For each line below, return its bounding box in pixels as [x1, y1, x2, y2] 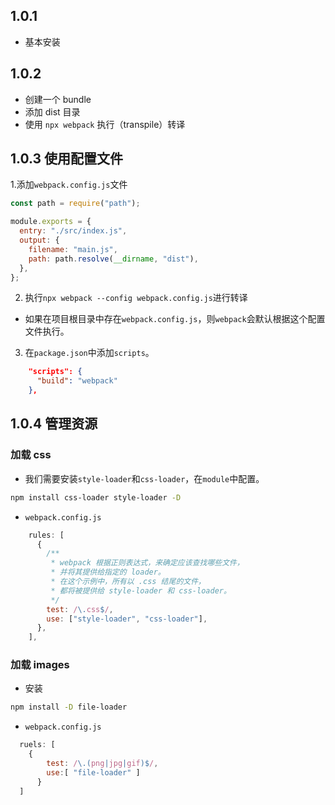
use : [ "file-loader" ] [46, 767, 141, 778]
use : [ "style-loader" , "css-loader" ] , [46, 614, 208, 624]
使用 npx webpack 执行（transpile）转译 [24, 118, 186, 130]
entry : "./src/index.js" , [19, 226, 128, 236]
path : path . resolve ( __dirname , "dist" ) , [28, 254, 199, 264]
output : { [19, 235, 60, 246]
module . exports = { [10, 217, 92, 227]
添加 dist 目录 [24, 105, 81, 118]
